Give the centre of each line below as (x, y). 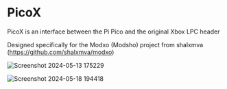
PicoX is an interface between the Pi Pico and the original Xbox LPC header (113, 31)
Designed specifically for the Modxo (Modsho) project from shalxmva (105, 44)
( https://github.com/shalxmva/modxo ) (61, 52)
